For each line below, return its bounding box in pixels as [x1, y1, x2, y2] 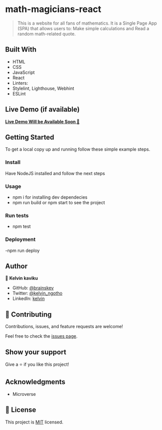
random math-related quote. [17, 31, 76, 37]
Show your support [5, 348, 66, 356]
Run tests [5, 212, 29, 219]
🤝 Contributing [5, 310, 52, 319]
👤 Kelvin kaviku [5, 275, 38, 281]
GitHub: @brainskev [12, 285, 54, 291]
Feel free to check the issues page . [5, 333, 77, 339]
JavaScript [12, 69, 35, 75]
